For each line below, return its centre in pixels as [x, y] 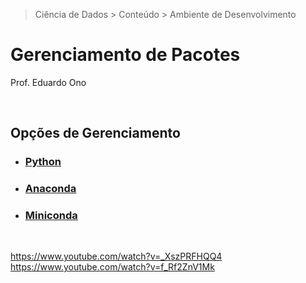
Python [43, 162]
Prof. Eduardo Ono [48, 82]
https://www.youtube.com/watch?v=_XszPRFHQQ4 [116, 256]
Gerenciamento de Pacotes [125, 55]
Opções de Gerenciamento [95, 133]
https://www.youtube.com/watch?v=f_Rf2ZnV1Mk [112, 267]
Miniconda [51, 216]
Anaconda [50, 189]
